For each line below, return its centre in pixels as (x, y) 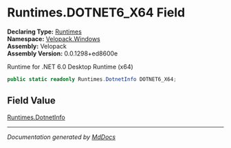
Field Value (32, 101)
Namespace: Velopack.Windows (54, 38)
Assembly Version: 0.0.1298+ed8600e (63, 53)
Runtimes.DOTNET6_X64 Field (96, 13)
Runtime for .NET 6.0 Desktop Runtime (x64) (70, 66)
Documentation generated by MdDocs (61, 137)
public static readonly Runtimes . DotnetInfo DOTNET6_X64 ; (92, 79)
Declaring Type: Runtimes (45, 32)
